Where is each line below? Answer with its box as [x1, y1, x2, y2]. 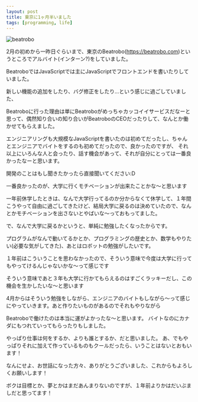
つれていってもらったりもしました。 [21, 322, 109, 329]
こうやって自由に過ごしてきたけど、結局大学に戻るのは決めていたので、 [6, 202, 181, 210]
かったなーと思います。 [6, 157, 63, 164]
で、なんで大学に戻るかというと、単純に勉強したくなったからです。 [6, 222, 171, 229]
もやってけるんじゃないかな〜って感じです [6, 262, 109, 270]
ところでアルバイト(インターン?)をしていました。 [11, 56, 132, 63]
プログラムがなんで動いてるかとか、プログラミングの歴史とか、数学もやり [6, 235, 187, 242]
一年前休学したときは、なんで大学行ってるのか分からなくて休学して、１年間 [6, 195, 192, 202]
